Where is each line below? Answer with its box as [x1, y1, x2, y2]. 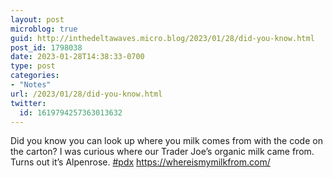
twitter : [10, 98, 47, 108]
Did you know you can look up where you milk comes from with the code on [10, 135, 323, 147]
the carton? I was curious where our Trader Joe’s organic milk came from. [10, 146, 315, 158]
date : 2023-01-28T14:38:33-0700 [10, 52, 145, 62]
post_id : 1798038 [10, 42, 83, 53]
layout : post [10, 14, 65, 25]
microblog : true [10, 24, 78, 34]
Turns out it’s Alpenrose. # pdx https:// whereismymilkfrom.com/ [10, 156, 271, 168]
